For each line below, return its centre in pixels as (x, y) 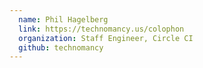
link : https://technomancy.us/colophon (101, 29)
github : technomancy (61, 47)
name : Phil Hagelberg (63, 19)
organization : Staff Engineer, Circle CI (106, 38)
